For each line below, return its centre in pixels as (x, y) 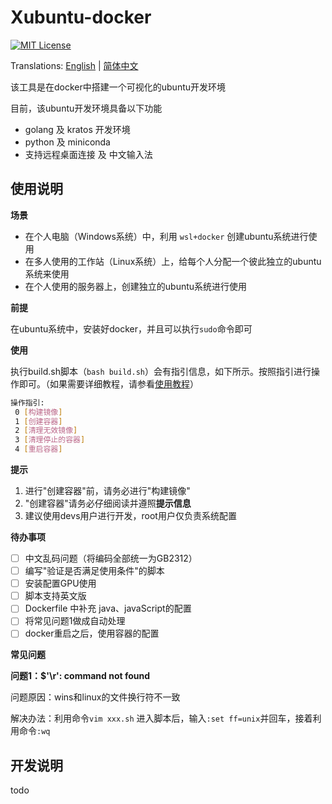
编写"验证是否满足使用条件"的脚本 (94, 571)
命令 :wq (34, 731)
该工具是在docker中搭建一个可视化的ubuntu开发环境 (118, 87)
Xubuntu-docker (81, 17)
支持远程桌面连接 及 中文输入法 (88, 154)
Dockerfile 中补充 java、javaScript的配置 (108, 608)
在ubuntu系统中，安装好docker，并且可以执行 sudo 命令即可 (131, 328)
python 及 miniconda (67, 142)
